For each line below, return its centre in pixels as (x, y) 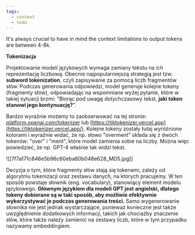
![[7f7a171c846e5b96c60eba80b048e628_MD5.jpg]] (69, 159)
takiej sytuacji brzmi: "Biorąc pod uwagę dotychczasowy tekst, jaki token (94, 99)
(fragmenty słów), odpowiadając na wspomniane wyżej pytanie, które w (93, 93)
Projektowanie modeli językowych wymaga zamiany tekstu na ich (85, 68)
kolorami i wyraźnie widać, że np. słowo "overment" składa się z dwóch (92, 135)
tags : (13, 11)
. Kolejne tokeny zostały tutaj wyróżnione (133, 129)
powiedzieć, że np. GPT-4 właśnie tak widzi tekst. (66, 147)
